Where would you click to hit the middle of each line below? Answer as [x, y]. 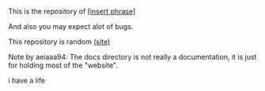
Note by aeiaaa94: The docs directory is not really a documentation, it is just [132, 57]
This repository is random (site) [59, 42]
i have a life [27, 80]
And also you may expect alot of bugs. [71, 26]
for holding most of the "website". [63, 65]
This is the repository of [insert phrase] [72, 11]
